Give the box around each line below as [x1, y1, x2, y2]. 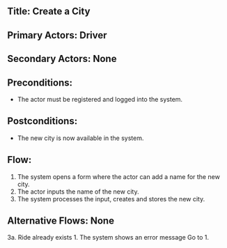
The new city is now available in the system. [17, 134, 144, 142]
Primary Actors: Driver [7, 29, 107, 41]
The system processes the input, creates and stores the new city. [17, 194, 205, 203]
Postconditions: [7, 115, 78, 127]
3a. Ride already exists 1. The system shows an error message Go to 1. [7, 233, 210, 242]
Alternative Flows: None [7, 215, 115, 226]
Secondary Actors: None [7, 53, 117, 65]
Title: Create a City [7, 6, 91, 17]
